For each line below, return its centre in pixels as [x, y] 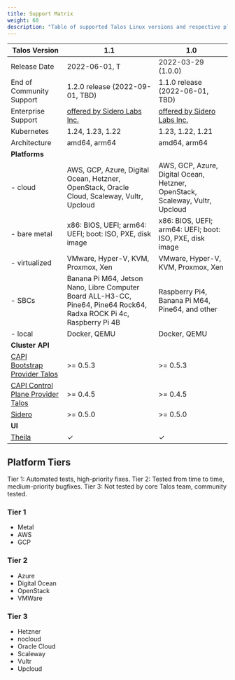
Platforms [27, 154]
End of [22, 83]
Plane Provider [35, 395]
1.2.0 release [88, 87]
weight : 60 [23, 20]
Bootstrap [27, 365]
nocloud [29, 639]
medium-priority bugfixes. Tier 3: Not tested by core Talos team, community [117, 487]
